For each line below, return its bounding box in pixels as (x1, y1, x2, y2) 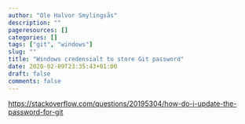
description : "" (8, 19, 61, 27)
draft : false (8, 70, 51, 78)
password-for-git (8, 107, 64, 116)
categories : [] (8, 33, 58, 42)
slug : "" (8, 48, 37, 56)
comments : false (8, 77, 61, 85)
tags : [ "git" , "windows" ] (8, 41, 93, 49)
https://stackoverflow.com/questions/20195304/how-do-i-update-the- (8, 99, 237, 108)
